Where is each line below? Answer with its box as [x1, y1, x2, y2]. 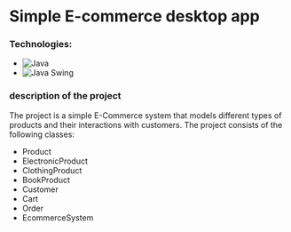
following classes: [9, 129, 75, 140]
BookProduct [21, 174, 71, 185]
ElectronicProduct [21, 156, 89, 166]
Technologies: [9, 38, 73, 51]
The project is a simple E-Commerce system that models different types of [9, 109, 282, 121]
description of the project [9, 90, 122, 102]
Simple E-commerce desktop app [9, 6, 260, 27]
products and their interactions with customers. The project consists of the [9, 119, 283, 130]
